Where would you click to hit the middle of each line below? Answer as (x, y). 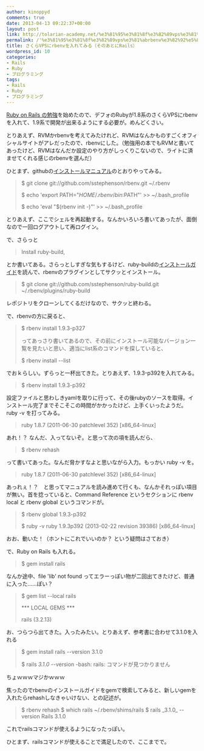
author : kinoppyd (28, 12)
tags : (13, 80)
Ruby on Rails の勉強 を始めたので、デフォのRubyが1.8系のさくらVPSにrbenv (102, 115)
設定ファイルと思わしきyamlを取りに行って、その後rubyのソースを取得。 (97, 397)
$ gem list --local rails (49, 595)
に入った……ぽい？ (30, 583)
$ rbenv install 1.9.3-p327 (53, 328)
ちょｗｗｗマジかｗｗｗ (36, 677)
